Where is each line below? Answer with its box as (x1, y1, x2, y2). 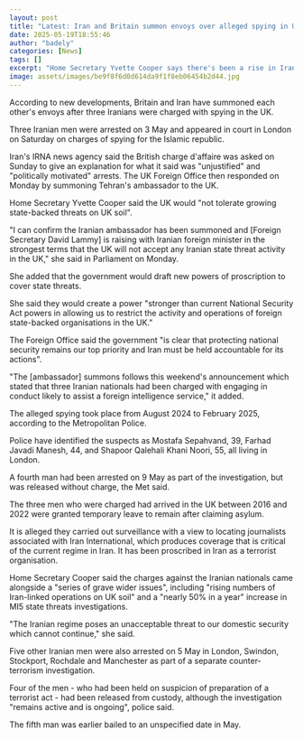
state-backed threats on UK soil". (9, 207, 133, 218)
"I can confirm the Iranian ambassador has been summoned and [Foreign (9, 224, 281, 235)
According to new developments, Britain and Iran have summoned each (9, 97, 275, 108)
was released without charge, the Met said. (9, 481, 170, 492)
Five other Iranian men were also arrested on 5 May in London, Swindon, (9, 645, 280, 656)
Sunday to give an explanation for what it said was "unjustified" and (9, 160, 261, 172)
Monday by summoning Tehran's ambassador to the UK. (9, 180, 219, 191)
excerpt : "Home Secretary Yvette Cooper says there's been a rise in (9, 64, 277, 73)
